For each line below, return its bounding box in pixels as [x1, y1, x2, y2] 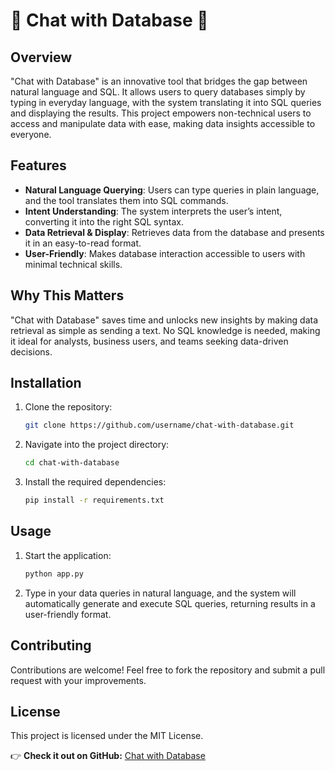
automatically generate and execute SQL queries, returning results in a [24, 597, 316, 609]
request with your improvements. [10, 674, 147, 686]
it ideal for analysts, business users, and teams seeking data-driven [10, 335, 289, 347]
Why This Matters [10, 287, 125, 304]
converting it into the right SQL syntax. [24, 215, 185, 228]
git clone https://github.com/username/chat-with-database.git [24, 420, 295, 431]
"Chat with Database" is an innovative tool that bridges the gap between [10, 75, 308, 87]
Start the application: [24, 549, 112, 561]
